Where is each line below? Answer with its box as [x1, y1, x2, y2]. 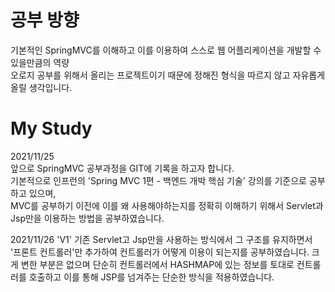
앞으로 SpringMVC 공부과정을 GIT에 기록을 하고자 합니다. [10, 162, 235, 174]
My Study [10, 117, 93, 140]
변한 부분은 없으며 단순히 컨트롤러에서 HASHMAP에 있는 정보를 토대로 [20, 258, 295, 270]
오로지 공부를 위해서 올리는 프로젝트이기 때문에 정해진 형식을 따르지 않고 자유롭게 [10, 69, 326, 81]
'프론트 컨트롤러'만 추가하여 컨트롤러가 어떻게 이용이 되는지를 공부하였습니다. [10, 246, 310, 258]
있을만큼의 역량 [10, 56, 70, 68]
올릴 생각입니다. [10, 81, 73, 93]
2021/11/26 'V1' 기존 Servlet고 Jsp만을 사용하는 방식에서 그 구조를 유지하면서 [10, 233, 313, 245]
